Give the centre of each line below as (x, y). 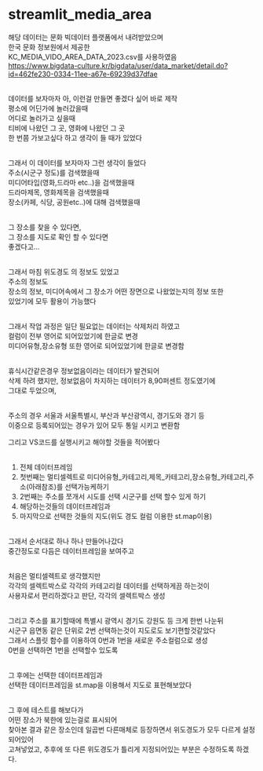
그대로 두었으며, (33, 390)
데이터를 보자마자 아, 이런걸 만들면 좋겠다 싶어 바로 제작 (93, 98)
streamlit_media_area (80, 15)
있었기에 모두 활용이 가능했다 (52, 301)
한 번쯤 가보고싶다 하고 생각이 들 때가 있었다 (75, 137)
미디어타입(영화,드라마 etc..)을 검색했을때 (71, 182)
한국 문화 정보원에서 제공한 (49, 47)
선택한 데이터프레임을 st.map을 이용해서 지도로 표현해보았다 (100, 685)
